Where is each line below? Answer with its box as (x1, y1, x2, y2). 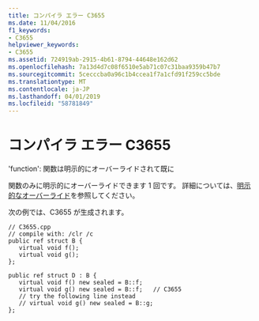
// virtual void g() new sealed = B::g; (18, 300, 154, 308)
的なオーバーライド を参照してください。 (8, 191, 140, 200)
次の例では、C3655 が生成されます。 (8, 207, 129, 217)
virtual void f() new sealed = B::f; (18, 278, 144, 287)
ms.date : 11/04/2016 (8, 19, 77, 27)
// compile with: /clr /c (8, 230, 93, 238)
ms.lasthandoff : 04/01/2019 (8, 93, 101, 100)
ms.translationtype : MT (8, 77, 87, 85)
